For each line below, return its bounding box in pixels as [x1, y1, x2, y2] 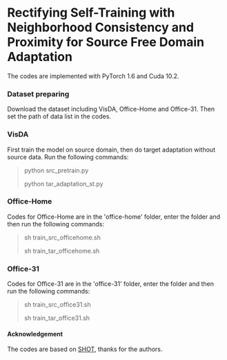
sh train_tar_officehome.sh [23, 246, 100, 255]
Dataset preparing [7, 89, 70, 98]
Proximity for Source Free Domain [7, 35, 205, 50]
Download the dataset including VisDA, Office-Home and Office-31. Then [7, 105, 215, 114]
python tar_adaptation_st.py [23, 179, 103, 188]
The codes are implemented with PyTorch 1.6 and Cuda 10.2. [7, 71, 179, 80]
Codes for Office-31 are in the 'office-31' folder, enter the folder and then [7, 280, 215, 288]
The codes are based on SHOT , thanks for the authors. [7, 345, 163, 354]
